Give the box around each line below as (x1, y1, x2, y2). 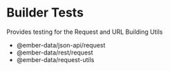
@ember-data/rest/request (16, 48, 94, 57)
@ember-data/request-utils (16, 55, 95, 63)
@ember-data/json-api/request (16, 41, 106, 49)
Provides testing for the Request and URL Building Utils (6, 28, 163, 36)
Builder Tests (6, 5, 84, 21)
